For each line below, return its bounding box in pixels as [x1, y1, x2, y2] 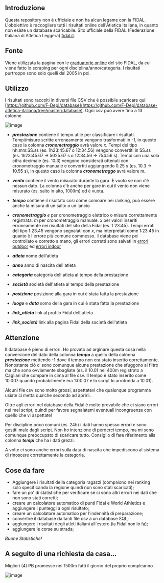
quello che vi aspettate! [5, 412, 52, 418]
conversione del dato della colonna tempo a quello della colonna [5, 352, 136, 358]
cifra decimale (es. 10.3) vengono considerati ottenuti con [12, 158, 129, 163]
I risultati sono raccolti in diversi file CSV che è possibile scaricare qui [5, 97, 146, 103]
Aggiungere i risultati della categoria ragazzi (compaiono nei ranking [12, 479, 150, 485]
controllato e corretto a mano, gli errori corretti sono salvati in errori [12, 238, 148, 244]
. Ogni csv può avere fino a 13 [82, 108, 143, 114]
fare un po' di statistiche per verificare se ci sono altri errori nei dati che [12, 490, 157, 496]
